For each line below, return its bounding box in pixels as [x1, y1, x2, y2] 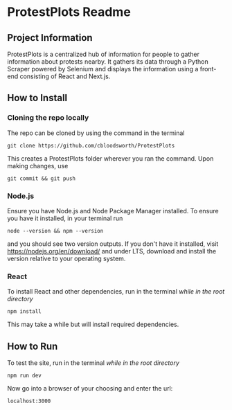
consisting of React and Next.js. [19, 72, 111, 80]
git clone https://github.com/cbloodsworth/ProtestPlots [7, 142, 175, 149]
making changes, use [7, 161, 69, 170]
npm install [7, 308, 42, 315]
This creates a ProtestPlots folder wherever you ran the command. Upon [7, 154, 214, 163]
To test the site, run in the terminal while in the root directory [7, 359, 180, 367]
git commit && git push [7, 175, 76, 182]
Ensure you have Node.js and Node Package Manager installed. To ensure [7, 206, 220, 215]
